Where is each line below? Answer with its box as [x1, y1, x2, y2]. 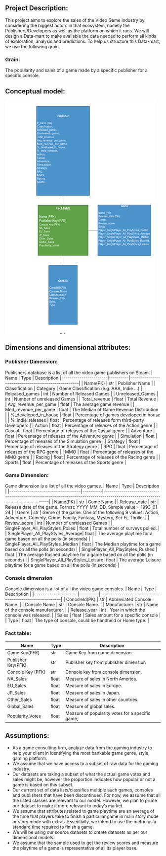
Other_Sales [7, 697, 32, 702]
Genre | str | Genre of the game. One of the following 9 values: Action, [17, 509, 160, 515]
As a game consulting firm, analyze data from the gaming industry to [12, 745, 152, 751]
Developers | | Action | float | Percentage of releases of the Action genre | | [5, 422, 158, 428]
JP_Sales [7, 690, 26, 696]
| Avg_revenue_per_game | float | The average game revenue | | [5, 401, 135, 407]
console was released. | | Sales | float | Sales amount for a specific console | [5, 612, 161, 618]
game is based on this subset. [12, 781, 74, 787]
